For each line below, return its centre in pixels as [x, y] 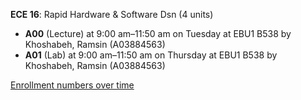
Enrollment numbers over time [72, 85]
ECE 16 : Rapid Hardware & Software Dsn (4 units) [112, 14]
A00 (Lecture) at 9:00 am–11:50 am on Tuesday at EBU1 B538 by [158, 33]
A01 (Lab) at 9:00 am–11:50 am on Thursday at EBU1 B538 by [151, 55]
